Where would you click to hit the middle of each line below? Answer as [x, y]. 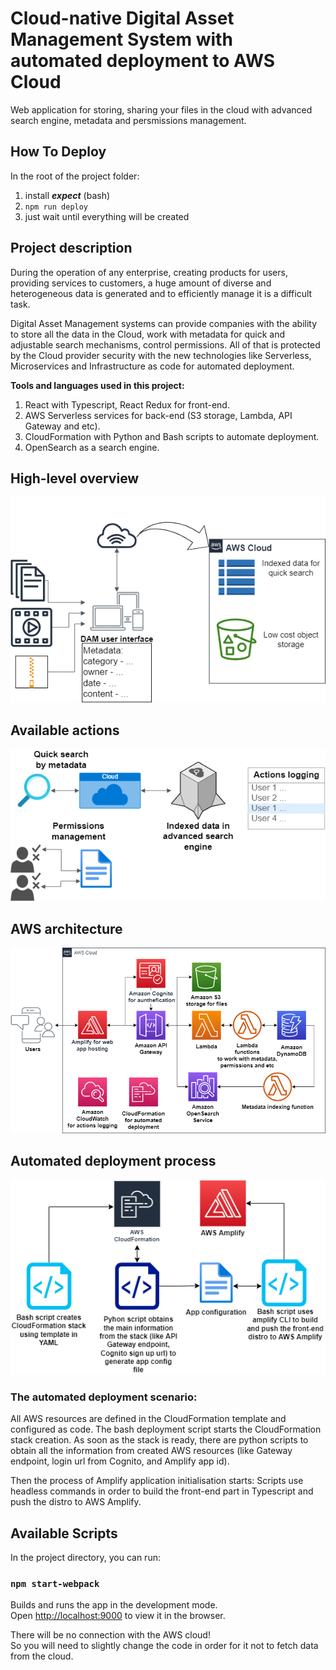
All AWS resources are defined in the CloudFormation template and [148, 1419]
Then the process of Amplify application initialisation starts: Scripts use [157, 1481]
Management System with [121, 39]
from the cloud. [42, 1656]
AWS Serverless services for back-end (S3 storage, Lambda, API [158, 415]
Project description [71, 248]
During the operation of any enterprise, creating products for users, [149, 272]
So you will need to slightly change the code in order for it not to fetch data [164, 1646]
